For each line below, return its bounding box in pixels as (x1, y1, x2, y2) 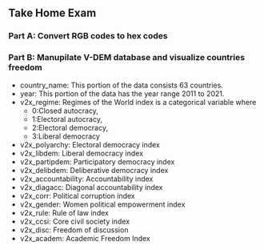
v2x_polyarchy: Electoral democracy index (19, 139, 160, 149)
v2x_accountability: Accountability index (19, 174, 154, 183)
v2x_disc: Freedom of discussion (19, 224, 129, 235)
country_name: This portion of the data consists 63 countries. (19, 80, 224, 90)
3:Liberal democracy (31, 131, 100, 141)
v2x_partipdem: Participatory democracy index (19, 156, 175, 167)
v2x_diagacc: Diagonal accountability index (19, 182, 163, 192)
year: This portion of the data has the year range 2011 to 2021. (19, 88, 225, 99)
